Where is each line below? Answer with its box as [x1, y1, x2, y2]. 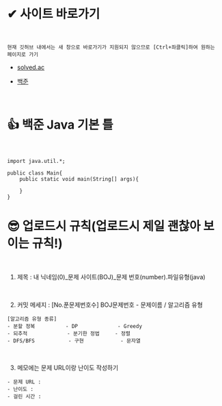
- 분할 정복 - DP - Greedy [7, 322, 142, 329]
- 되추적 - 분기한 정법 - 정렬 [7, 330, 131, 337]
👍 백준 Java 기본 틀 [7, 117, 114, 133]
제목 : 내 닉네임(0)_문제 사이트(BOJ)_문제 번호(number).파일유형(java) [16, 272, 206, 281]
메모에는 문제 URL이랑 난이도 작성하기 [16, 364, 119, 372]
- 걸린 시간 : [7, 393, 42, 400]
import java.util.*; [7, 157, 66, 164]
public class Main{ [7, 169, 63, 177]
